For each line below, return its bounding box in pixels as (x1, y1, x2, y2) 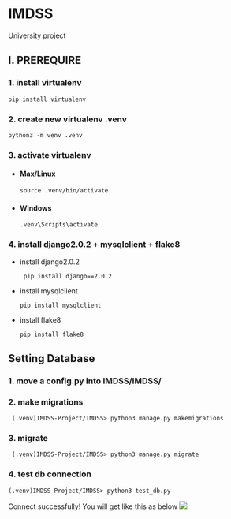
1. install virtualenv (8, 77, 82, 88)
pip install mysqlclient (19, 301, 102, 309)
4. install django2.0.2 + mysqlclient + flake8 (8, 239, 181, 250)
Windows (19, 203, 52, 213)
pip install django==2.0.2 (23, 272, 112, 280)
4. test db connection (8, 469, 92, 480)
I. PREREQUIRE (8, 54, 82, 67)
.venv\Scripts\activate (19, 221, 99, 229)
